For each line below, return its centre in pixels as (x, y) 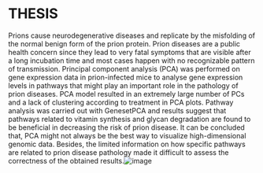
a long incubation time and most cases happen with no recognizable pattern (131, 61)
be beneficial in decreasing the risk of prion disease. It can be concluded (127, 127)
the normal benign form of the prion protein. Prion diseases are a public (124, 43)
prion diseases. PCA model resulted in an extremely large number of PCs (126, 94)
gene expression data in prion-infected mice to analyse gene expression (126, 77)
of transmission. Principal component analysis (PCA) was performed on (124, 68)
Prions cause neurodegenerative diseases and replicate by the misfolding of (132, 35)
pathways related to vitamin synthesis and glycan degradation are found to (130, 119)
